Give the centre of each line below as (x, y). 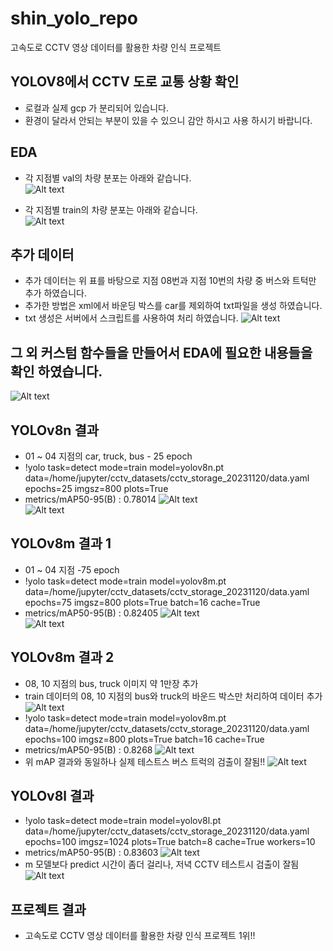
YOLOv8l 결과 (52, 796)
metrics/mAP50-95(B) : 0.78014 (90, 499)
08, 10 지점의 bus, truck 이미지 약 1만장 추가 (111, 683)
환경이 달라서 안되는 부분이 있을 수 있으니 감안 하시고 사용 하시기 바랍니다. (168, 120)
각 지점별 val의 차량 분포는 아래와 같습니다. (108, 178)
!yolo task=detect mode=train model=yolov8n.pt (124, 467)
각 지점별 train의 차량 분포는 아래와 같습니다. (111, 209)
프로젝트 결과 (48, 909)
